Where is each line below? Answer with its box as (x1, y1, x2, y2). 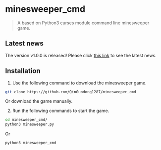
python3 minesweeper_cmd (5, 141, 56, 146)
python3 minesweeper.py (5, 122, 54, 127)
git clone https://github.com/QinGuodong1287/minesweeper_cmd (5, 89, 136, 94)
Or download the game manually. (5, 98, 73, 104)
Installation (5, 67, 41, 75)
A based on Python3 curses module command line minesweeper (17, 20, 150, 26)
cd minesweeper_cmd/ (5, 117, 48, 122)
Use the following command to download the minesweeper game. (12, 80, 147, 86)
